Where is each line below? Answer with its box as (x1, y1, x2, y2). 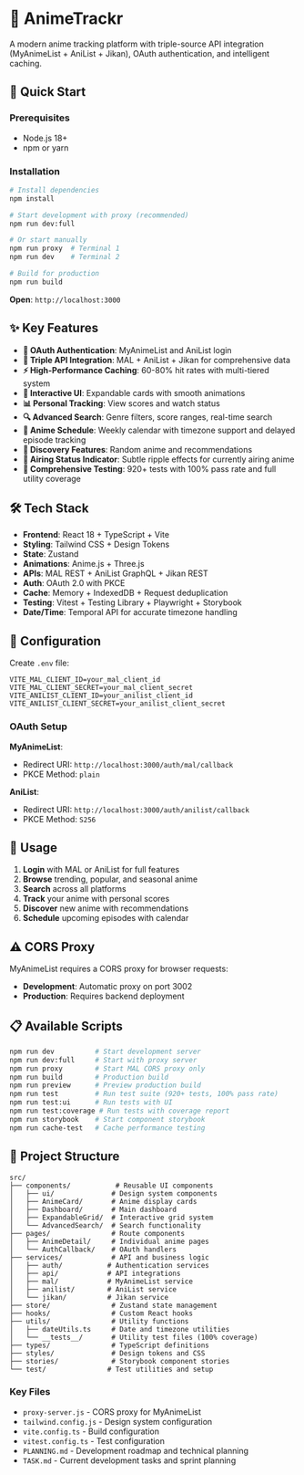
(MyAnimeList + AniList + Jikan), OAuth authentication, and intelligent (9, 47, 270, 58)
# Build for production (9, 269, 100, 278)
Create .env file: (9, 657, 70, 669)
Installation (9, 164, 61, 177)
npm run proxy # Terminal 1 (9, 244, 120, 254)
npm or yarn (22, 141, 69, 153)
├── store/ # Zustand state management (9, 1301, 218, 1310)
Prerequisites (9, 111, 70, 124)
